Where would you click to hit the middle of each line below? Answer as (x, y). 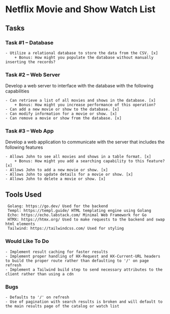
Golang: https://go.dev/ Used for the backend (58, 206)
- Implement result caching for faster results (57, 252)
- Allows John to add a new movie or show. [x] (57, 170)
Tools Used (23, 194)
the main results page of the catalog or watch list (62, 306)
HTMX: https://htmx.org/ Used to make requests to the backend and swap (86, 219)
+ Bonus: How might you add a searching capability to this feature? (90, 161)
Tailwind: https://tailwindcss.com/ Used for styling (66, 229)
